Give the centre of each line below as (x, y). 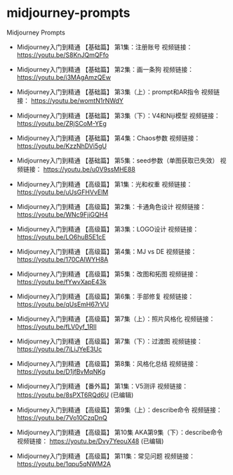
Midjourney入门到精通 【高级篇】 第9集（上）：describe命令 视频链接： (119, 410)
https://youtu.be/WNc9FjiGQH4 (62, 214)
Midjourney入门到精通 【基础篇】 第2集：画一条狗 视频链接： (105, 69)
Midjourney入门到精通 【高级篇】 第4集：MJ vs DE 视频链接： (107, 251)
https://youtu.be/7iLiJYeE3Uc (59, 349)
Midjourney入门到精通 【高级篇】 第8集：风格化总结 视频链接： (108, 363)
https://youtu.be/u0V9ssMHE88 (89, 169)
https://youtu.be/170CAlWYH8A (62, 259)
